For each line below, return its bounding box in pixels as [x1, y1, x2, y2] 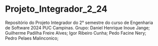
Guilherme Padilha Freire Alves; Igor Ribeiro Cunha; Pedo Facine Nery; [5, 30, 146, 36]
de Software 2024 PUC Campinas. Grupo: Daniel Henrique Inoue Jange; [5, 24, 150, 30]
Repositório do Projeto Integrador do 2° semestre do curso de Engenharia [5, 20, 154, 25]
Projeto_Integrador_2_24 [5, 3, 108, 15]
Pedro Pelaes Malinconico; [5, 35, 59, 41]
